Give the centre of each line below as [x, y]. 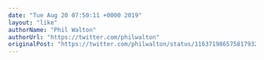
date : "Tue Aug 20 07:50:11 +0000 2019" [75, 15]
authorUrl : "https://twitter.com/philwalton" [84, 37]
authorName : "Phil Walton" [52, 30]
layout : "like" [33, 23]
